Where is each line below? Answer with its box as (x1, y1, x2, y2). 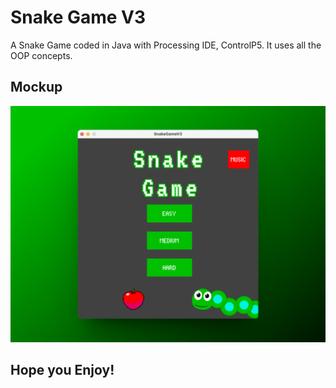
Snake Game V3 (10, 6, 147, 29)
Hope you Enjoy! (10, 362, 115, 379)
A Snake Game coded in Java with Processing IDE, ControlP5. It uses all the (10, 39, 322, 51)
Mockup (10, 79, 63, 96)
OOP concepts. (10, 49, 73, 61)
